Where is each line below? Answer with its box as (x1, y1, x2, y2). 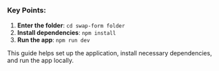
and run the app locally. (7, 56, 74, 64)
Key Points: (7, 5, 46, 15)
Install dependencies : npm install (17, 28, 116, 36)
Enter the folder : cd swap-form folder (17, 21, 125, 29)
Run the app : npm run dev (17, 35, 90, 44)
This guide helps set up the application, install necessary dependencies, (7, 48, 212, 57)
